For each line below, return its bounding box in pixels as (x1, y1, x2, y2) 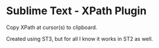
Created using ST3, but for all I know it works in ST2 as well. (6, 35, 153, 42)
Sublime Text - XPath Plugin (6, 4, 147, 18)
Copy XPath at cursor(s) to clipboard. (6, 24, 98, 31)
